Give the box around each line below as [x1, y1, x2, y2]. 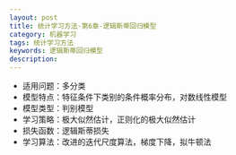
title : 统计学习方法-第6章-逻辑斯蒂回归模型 [9, 22, 157, 30]
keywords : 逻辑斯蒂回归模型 [9, 47, 103, 56]
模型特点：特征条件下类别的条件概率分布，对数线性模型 [22, 91, 227, 102]
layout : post [9, 13, 58, 22]
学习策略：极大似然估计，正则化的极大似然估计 [22, 114, 196, 125]
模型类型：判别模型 [22, 103, 94, 113]
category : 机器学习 [9, 30, 77, 39]
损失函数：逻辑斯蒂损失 [22, 125, 109, 135]
